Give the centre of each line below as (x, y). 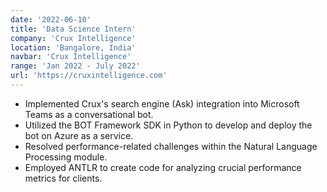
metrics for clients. (63, 178)
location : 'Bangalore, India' (73, 47)
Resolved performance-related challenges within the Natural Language (171, 146)
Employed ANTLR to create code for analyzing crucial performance (163, 167)
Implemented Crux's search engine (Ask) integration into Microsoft (162, 103)
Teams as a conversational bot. (89, 114)
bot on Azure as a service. (79, 135)
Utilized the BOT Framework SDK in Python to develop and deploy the (168, 125)
